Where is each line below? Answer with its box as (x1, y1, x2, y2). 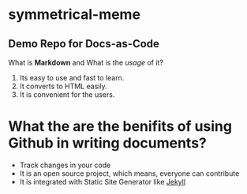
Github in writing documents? (8, 134, 208, 152)
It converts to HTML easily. (19, 81, 108, 91)
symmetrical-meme (8, 6, 140, 24)
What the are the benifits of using (8, 118, 233, 136)
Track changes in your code (19, 160, 111, 170)
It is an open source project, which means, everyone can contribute (19, 168, 240, 178)
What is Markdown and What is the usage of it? (8, 58, 164, 67)
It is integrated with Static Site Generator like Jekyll (19, 177, 186, 186)
